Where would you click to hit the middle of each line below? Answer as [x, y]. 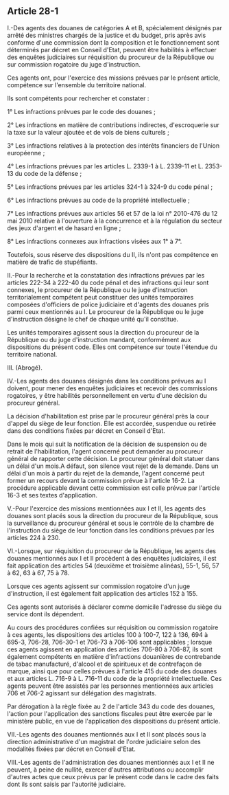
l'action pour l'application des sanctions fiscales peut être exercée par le [110, 713]
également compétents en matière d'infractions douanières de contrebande [114, 656]
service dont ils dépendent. [46, 614]
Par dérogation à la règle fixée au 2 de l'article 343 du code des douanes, [111, 706]
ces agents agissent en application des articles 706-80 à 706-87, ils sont [110, 649]
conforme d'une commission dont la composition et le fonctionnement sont [113, 42]
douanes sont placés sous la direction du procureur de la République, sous [113, 515]
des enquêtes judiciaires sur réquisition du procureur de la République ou [111, 57]
